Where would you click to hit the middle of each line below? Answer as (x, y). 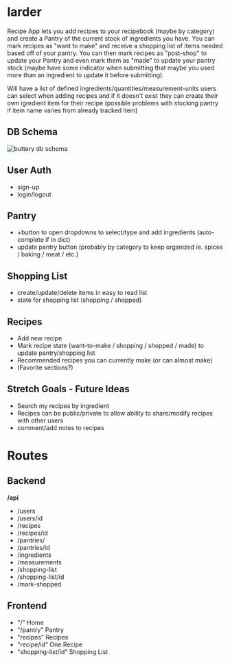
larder (25, 12)
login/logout (34, 194)
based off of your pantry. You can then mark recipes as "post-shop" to (107, 53)
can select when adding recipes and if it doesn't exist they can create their (113, 95)
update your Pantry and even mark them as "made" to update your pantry (111, 60)
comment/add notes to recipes (60, 427)
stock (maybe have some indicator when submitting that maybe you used (111, 68)
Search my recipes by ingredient (63, 406)
